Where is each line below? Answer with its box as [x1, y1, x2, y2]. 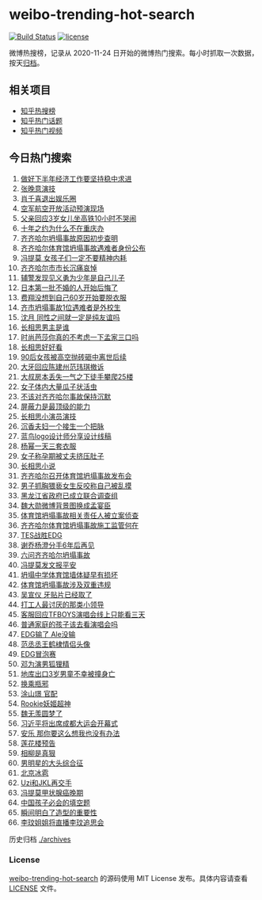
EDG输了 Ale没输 [20, 629, 76, 639]
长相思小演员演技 [20, 411, 77, 421]
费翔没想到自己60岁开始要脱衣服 [20, 292, 127, 302]
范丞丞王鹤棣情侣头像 [20, 639, 90, 649]
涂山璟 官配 [20, 688, 58, 698]
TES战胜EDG [20, 530, 63, 540]
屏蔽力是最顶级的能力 [20, 402, 90, 411]
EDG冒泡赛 [20, 649, 56, 658]
